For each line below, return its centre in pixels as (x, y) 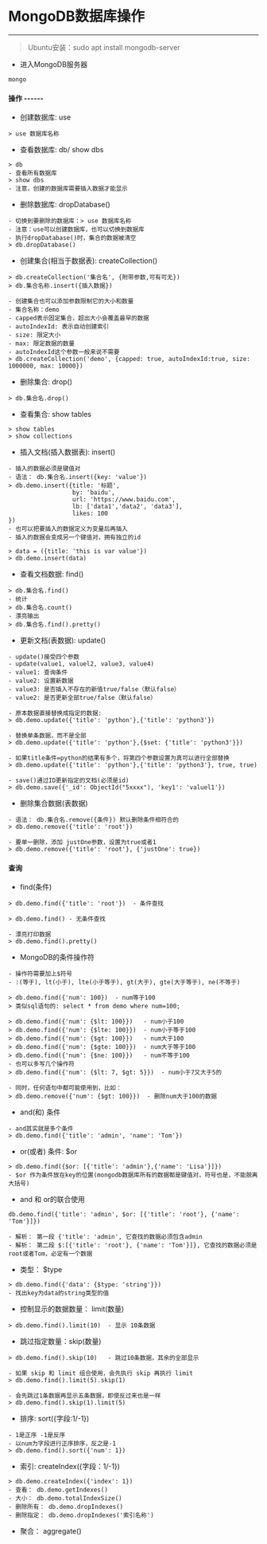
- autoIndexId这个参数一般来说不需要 (64, 352)
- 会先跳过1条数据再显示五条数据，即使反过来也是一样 (85, 1396)
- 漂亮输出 (24, 616)
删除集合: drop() (46, 382)
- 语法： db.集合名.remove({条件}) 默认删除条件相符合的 (93, 820)
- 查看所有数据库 (33, 173)
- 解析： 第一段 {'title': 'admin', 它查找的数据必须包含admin (105, 1237)
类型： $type (41, 1270)
